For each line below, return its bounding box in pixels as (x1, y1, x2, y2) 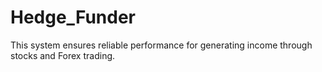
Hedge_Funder (10, 6, 136, 29)
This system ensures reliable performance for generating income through (10, 39, 313, 51)
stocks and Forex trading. (10, 49, 116, 61)
